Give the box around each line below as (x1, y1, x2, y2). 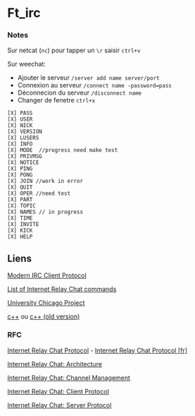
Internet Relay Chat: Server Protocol (7, 400, 112, 409)
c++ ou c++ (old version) (7, 312, 80, 321)
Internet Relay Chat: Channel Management (7, 373, 130, 382)
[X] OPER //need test (7, 190, 71, 197)
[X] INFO (7, 141, 33, 148)
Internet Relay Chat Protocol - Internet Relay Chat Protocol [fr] (7, 346, 188, 355)
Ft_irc (7, 5, 41, 21)
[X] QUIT (7, 184, 33, 191)
